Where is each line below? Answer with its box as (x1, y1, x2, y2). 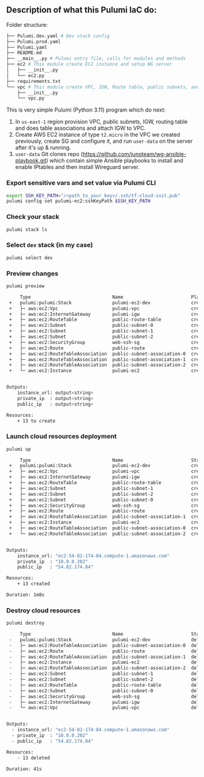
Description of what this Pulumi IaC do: (6, 5, 157, 15)
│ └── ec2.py (6, 73, 45, 79)
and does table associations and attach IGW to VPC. (15, 124, 146, 132)
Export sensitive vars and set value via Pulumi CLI (6, 179, 156, 187)
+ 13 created (17, 581, 50, 587)
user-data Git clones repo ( (15, 151, 83, 158)
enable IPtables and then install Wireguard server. (15, 163, 140, 171)
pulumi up (6, 446, 32, 452)
